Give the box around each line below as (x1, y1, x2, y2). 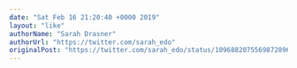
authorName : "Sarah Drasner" (9, 29, 117, 38)
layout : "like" (9, 21, 65, 30)
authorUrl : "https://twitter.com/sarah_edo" (9, 37, 176, 47)
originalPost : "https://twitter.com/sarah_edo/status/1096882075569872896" (9, 46, 294, 55)
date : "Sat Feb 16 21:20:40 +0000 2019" (9, 12, 161, 22)
